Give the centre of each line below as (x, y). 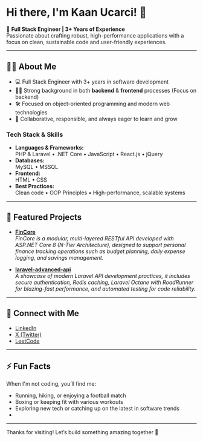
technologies (31, 112)
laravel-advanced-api (43, 269)
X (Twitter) (28, 334)
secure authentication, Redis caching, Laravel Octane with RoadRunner (104, 282)
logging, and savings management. (59, 257)
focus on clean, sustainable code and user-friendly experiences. (87, 42)
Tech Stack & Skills (35, 134)
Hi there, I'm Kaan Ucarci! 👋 (76, 12)
